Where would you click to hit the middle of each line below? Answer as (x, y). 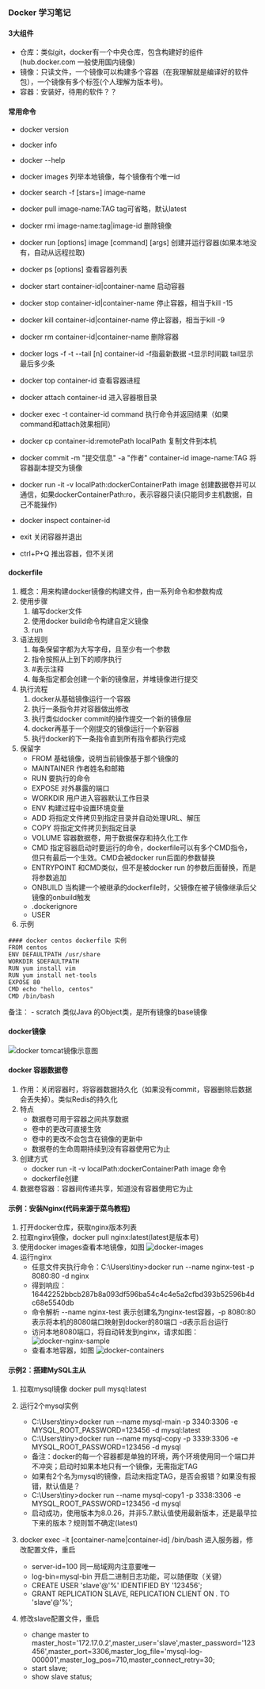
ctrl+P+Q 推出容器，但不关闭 (66, 554)
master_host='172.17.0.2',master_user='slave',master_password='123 (143, 1643)
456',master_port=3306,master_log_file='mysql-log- (117, 1652)
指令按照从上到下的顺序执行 (77, 659)
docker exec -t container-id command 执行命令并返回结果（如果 (124, 414)
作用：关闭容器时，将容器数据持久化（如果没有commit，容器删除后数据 (136, 1089)
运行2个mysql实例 (49, 1406)
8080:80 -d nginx (60, 1276)
